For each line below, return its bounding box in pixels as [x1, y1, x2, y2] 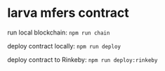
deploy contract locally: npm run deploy [7, 41, 121, 50]
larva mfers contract [7, 5, 129, 21]
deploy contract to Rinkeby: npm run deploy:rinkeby [7, 55, 158, 64]
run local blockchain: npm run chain [7, 28, 110, 37]
